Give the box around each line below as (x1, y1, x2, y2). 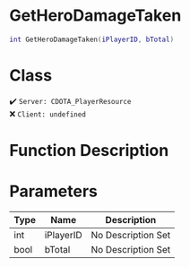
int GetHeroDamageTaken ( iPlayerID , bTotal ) (9, 35, 175, 44)
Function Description (9, 140, 169, 160)
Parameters (9, 181, 99, 202)
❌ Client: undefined (9, 108, 87, 119)
